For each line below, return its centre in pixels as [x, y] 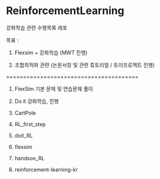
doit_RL [24, 135]
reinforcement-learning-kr [46, 169]
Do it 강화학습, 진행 [37, 101]
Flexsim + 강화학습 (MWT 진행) [51, 52]
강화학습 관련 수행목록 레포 [37, 27]
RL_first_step [30, 124]
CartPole [25, 113]
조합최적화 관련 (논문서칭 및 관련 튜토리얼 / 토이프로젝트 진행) [85, 65]
